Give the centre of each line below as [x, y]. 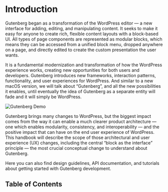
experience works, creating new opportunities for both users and [72, 70]
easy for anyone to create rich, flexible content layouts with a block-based [82, 34]
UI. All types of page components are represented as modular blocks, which [84, 39]
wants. [12, 55]
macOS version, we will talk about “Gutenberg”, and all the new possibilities [83, 86]
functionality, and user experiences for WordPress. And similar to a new [79, 81]
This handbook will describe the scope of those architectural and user [78, 137]
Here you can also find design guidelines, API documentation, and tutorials [82, 163]
